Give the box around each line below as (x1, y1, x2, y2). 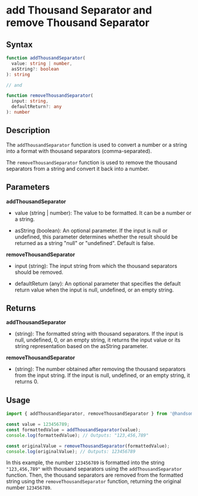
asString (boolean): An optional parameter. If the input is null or (14, 227, 168, 234)
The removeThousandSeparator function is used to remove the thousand (6, 158, 178, 166)
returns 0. (14, 378, 39, 385)
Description (6, 125, 50, 135)
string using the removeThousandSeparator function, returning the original (6, 478, 181, 485)
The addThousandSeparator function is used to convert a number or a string (6, 141, 187, 148)
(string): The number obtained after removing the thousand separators (14, 366, 186, 373)
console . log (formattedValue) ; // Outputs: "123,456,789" (6, 432, 149, 438)
